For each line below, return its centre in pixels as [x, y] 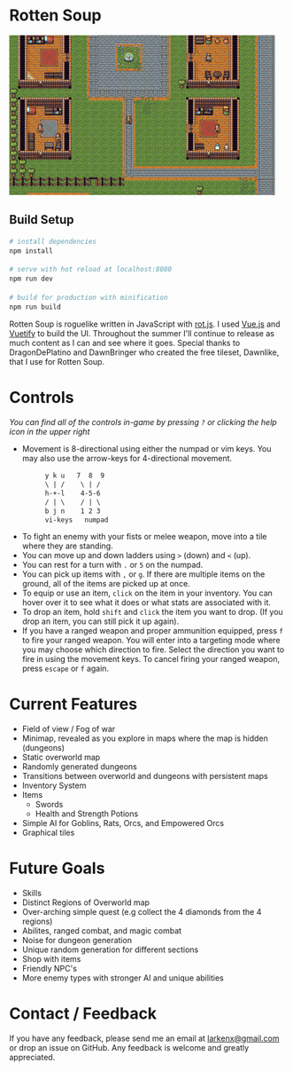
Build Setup [42, 220]
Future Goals [57, 868]
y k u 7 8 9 [74, 476]
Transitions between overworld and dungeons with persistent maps [145, 776]
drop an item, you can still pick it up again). [100, 621]
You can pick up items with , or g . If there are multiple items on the [143, 574]
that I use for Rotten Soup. [57, 361]
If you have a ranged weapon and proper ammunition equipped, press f [152, 630]
